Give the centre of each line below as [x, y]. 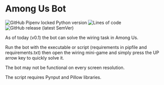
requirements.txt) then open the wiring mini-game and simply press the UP [82, 52]
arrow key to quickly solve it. [34, 57]
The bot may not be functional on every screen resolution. [65, 67]
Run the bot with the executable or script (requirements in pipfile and [76, 47]
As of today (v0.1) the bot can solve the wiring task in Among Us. [72, 37]
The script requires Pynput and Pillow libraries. [53, 77]
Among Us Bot [36, 9]
